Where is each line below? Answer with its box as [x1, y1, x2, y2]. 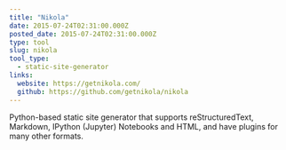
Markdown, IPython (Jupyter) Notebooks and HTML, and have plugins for [9, 121, 278, 131]
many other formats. [9, 130, 84, 141]
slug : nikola [9, 46, 58, 55]
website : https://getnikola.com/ [17, 79, 141, 88]
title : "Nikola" [9, 12, 69, 22]
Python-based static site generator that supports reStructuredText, [9, 112, 255, 122]
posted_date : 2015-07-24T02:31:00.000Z [9, 29, 157, 38]
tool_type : [9, 54, 50, 63]
